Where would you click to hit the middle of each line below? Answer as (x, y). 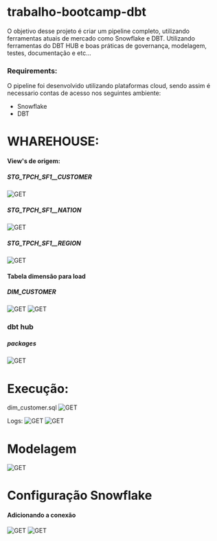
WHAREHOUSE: (53, 141)
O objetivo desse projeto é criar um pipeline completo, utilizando (99, 31)
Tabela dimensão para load (46, 276)
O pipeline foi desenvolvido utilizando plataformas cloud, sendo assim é (109, 86)
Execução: (38, 389)
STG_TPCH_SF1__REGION (44, 243)
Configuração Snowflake (80, 496)
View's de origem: (34, 161)
